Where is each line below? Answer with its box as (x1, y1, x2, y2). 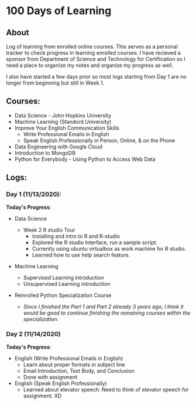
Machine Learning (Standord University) (14, 118, 112, 125)
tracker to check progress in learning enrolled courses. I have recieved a (6, 49, 181, 56)
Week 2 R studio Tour (23, 226, 75, 233)
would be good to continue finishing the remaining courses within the (23, 309, 191, 316)
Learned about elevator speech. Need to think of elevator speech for (23, 386, 189, 393)
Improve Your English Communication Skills (14, 124, 120, 131)
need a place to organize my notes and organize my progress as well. (6, 62, 174, 69)
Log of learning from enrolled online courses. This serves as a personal (6, 43, 178, 50)
